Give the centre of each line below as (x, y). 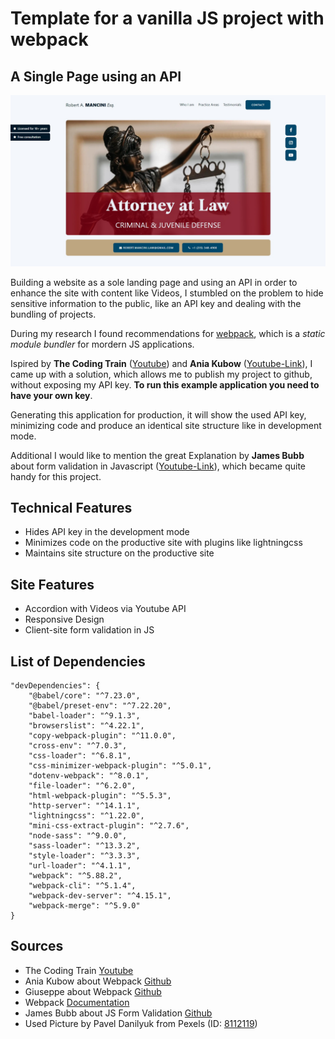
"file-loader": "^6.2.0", (82, 786)
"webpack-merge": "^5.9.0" (84, 906)
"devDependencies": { (55, 686)
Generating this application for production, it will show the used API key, (158, 414)
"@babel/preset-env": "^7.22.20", (100, 706)
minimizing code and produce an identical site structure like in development (166, 425)
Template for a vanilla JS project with (167, 18)
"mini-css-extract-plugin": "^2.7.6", (109, 826)
